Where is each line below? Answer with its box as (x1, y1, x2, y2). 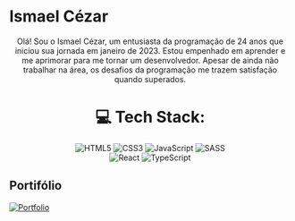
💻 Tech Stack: (95, 107, 206, 127)
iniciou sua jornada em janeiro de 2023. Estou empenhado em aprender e (14, 45, 286, 55)
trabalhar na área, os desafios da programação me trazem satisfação (22, 64, 278, 75)
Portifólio (9, 178, 63, 193)
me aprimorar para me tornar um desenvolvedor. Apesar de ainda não (21, 55, 279, 65)
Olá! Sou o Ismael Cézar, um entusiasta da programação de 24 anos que (16, 36, 284, 47)
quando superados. (114, 73, 186, 84)
